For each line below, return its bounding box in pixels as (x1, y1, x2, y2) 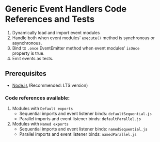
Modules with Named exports (12, 121, 69, 127)
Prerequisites (5, 69, 47, 78)
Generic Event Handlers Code (5, 3, 127, 15)
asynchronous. (12, 40, 42, 46)
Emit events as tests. (12, 55, 54, 61)
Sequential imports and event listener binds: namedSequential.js (19, 126, 148, 132)
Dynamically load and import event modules (12, 30, 100, 35)
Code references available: (5, 95, 70, 101)
